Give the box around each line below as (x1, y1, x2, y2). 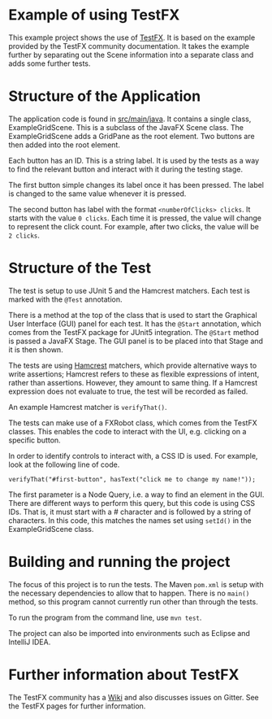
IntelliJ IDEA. (8, 637, 51, 647)
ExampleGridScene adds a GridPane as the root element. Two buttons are (8, 131, 255, 141)
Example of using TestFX (8, 6, 180, 24)
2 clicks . (8, 230, 41, 240)
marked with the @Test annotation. (8, 294, 123, 304)
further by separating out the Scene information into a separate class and (8, 50, 254, 59)
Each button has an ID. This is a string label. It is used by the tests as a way (8, 155, 260, 165)
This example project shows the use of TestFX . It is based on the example (8, 33, 256, 42)
